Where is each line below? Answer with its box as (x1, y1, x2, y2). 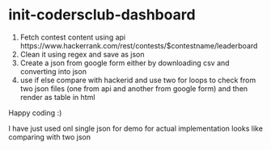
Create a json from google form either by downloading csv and (19, 58, 230, 68)
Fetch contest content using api (19, 32, 126, 42)
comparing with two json (8, 131, 91, 142)
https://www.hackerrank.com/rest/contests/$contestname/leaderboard (19, 40, 258, 50)
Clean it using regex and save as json (19, 49, 145, 59)
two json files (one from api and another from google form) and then (19, 83, 248, 94)
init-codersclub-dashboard (8, 6, 196, 24)
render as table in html (19, 92, 95, 102)
